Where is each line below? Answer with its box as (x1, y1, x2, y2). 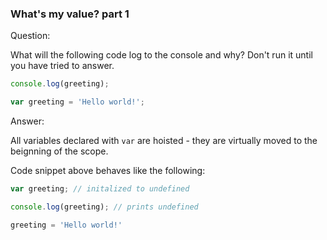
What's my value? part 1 (10, 7, 130, 21)
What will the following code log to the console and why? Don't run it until (10, 49, 313, 61)
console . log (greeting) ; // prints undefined (10, 202, 199, 212)
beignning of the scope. (10, 145, 109, 157)
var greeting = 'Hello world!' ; (10, 97, 145, 107)
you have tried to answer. (10, 60, 115, 72)
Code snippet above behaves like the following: (10, 165, 206, 177)
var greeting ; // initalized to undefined (10, 184, 190, 194)
